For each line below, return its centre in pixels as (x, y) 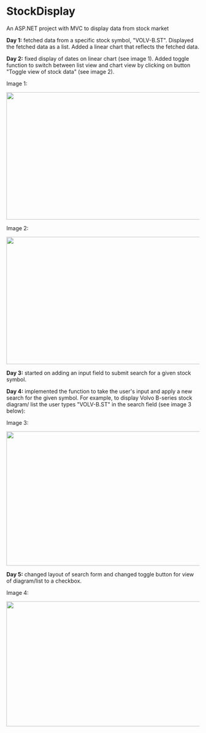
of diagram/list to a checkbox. (44, 581)
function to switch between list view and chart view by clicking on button (98, 65)
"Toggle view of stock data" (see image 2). (60, 71)
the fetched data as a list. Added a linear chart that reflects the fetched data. (103, 47)
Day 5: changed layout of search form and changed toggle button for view (100, 574)
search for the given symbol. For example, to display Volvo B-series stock (99, 398)
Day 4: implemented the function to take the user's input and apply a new (99, 391)
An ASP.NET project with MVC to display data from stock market (88, 28)
